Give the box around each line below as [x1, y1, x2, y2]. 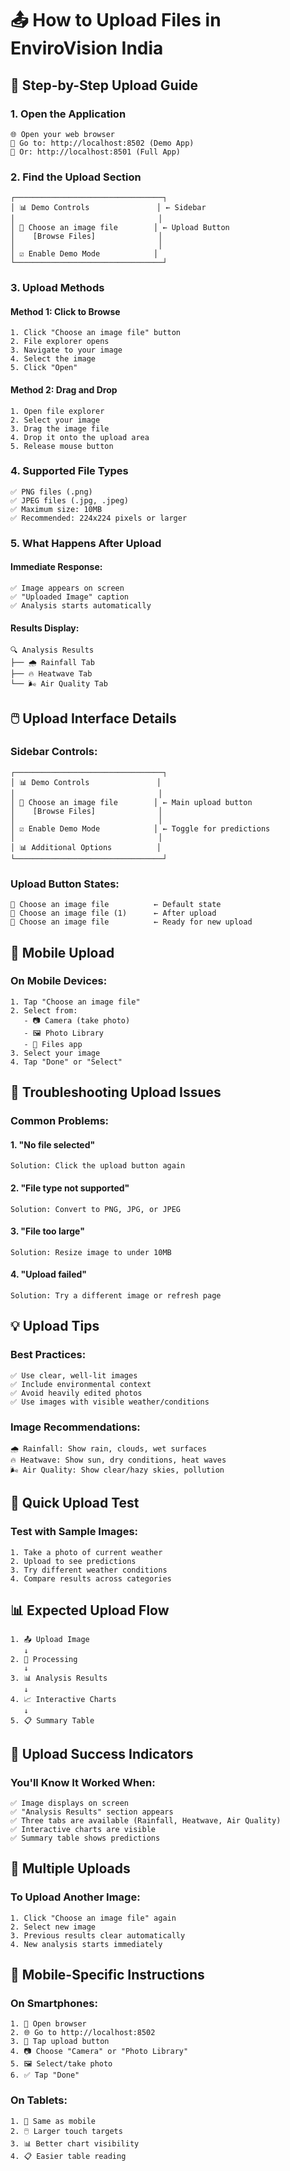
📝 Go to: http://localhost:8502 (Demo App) [10, 138, 195, 148]
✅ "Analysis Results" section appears [10, 1807, 174, 1817]
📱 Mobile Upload [10, 944, 115, 961]
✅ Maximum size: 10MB [10, 504, 103, 514]
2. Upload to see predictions [10, 1556, 137, 1566]
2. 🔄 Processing [10, 1655, 78, 1665]
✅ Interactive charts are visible [10, 1825, 156, 1835]
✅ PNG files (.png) [10, 487, 93, 497]
